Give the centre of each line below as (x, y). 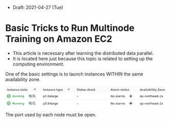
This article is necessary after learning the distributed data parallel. (83, 53)
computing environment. (39, 64)
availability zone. (23, 79)
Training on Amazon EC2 (59, 39)
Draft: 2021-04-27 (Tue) (38, 7)
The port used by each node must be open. (51, 115)
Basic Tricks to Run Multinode (70, 28)
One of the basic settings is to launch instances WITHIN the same (74, 74)
